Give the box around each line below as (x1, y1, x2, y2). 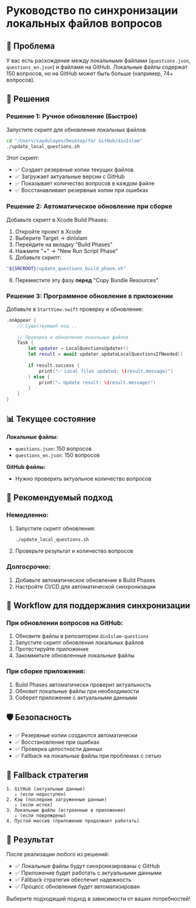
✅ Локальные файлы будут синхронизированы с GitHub (15, 862, 160, 870)
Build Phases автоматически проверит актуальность (15, 681, 152, 688)
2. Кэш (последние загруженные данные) (6, 797, 107, 803)
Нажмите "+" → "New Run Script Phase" (15, 247, 118, 254)
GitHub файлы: (6, 463, 46, 470)
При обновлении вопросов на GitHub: (6, 619, 123, 627)
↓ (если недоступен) (14, 791, 67, 797)
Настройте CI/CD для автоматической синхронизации (15, 583, 156, 590)
